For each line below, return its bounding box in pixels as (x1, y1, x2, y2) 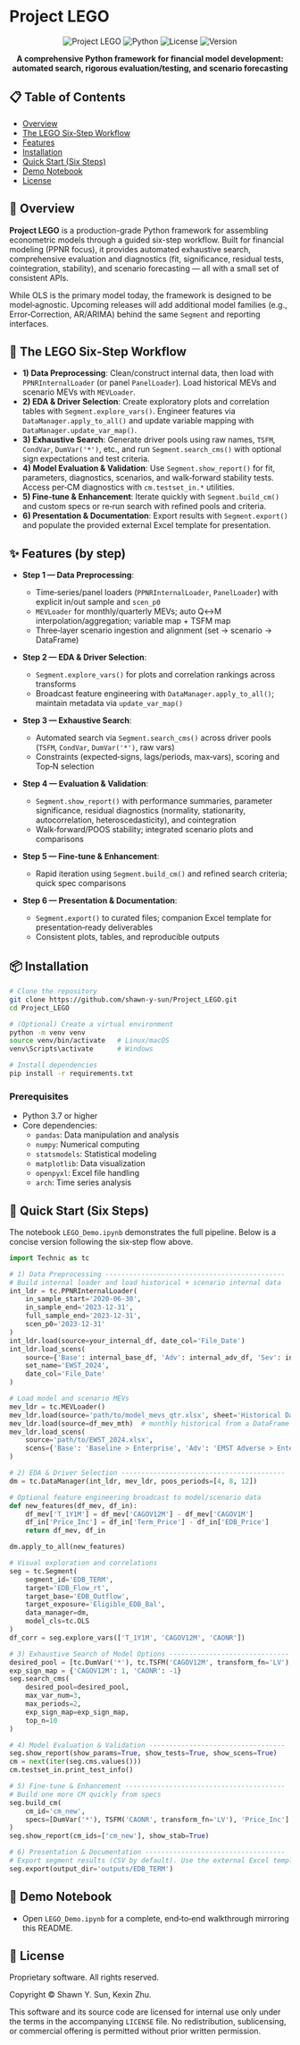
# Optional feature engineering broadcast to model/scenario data (9, 1493, 262, 1502)
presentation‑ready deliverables (35, 922, 154, 933)
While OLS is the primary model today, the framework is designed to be (9, 289, 272, 301)
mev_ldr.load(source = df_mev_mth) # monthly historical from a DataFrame (9, 1419, 290, 1428)
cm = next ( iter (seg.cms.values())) (9, 1757, 142, 1767)
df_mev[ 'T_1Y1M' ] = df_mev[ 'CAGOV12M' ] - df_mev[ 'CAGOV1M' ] (25, 1510, 254, 1519)
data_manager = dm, (25, 1608, 90, 1617)
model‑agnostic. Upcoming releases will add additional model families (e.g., (9, 299, 287, 310)
